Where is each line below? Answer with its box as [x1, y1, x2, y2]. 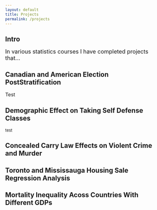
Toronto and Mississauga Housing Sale [5, 166, 129, 174]
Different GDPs [5, 198, 53, 207]
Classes [5, 114, 31, 123]
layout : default [5, 7, 39, 12]
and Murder [5, 149, 42, 158]
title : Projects [5, 12, 39, 17]
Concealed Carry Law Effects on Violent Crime [5, 141, 153, 150]
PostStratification [5, 78, 61, 86]
